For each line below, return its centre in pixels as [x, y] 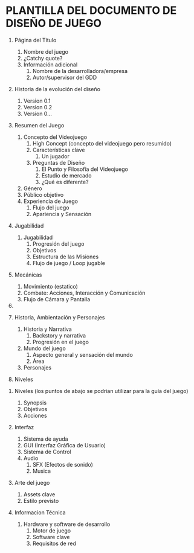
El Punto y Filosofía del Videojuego [85, 169]
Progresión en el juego [60, 342]
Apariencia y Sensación [62, 214]
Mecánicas [28, 275]
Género [33, 188]
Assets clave [39, 494]
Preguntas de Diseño [59, 162]
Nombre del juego [46, 51]
